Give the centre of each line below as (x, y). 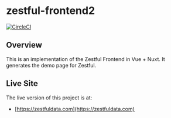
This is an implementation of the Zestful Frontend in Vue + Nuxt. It (85, 59)
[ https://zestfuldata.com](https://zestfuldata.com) (74, 109)
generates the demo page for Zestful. (51, 65)
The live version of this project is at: (49, 98)
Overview (24, 45)
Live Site (22, 83)
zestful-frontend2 (51, 11)
